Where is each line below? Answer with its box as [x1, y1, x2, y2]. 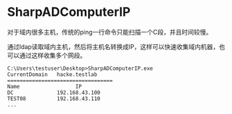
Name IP [7, 83, 82, 90]
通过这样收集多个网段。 [19, 51, 87, 59]
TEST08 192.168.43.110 [7, 95, 100, 102]
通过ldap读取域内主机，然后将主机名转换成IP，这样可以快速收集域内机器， [7, 42, 220, 50]
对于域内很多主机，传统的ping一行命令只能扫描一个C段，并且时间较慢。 [7, 28, 213, 36]
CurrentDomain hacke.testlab [7, 70, 98, 78]
